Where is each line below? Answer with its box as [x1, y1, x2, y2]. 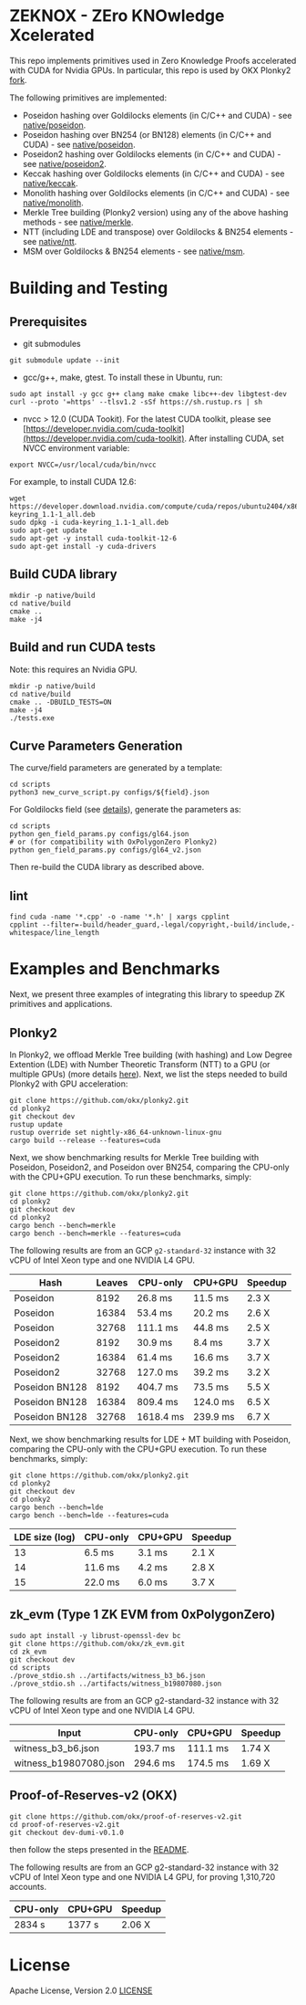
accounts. [9, 1881, 47, 1892]
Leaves [96, 1275, 128, 1288]
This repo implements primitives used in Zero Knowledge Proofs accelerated [9, 55, 297, 66]
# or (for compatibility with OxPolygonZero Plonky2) [9, 837, 219, 847]
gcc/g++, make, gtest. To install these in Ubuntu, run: [22, 372, 223, 383]
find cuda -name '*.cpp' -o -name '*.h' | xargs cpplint [9, 912, 230, 922]
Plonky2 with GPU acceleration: [9, 1078, 128, 1089]
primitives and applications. [9, 999, 113, 1010]
